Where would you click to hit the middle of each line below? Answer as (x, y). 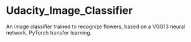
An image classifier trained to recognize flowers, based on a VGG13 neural (96, 26)
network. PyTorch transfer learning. (49, 32)
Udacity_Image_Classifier (69, 11)
